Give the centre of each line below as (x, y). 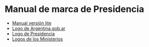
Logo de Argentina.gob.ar (39, 28)
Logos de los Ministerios (38, 39)
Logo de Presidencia (33, 33)
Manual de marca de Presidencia (74, 9)
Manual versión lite (31, 23)
